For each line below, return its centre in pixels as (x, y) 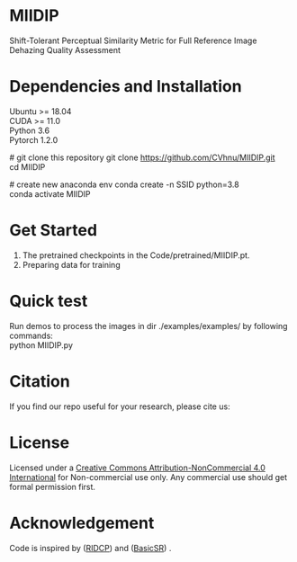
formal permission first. (53, 486)
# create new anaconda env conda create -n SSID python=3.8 (125, 184)
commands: (31, 335)
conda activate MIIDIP (50, 193)
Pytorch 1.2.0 (34, 139)
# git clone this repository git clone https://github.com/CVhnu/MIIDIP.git (143, 157)
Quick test (49, 301)
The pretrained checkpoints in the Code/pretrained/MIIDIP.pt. (136, 255)
